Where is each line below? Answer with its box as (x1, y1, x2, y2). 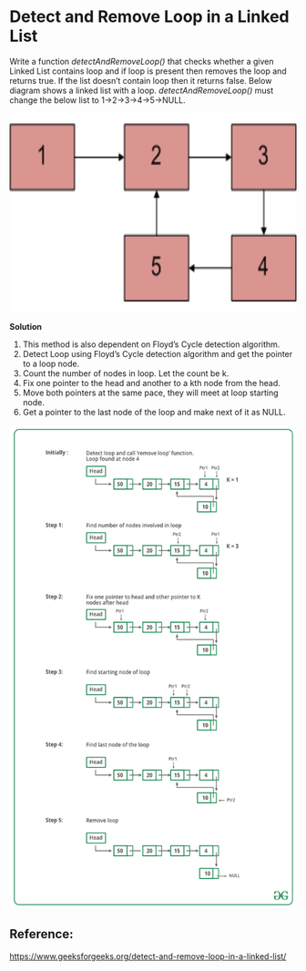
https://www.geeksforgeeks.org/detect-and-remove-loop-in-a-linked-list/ (9, 950, 287, 962)
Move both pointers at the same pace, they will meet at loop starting (22, 387, 280, 398)
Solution (9, 321, 43, 332)
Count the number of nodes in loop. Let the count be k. (22, 367, 229, 379)
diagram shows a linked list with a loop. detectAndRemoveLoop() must (9, 85, 274, 96)
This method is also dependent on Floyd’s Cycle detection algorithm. (22, 339, 280, 350)
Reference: (9, 926, 74, 942)
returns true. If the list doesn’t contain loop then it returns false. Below (9, 75, 272, 86)
